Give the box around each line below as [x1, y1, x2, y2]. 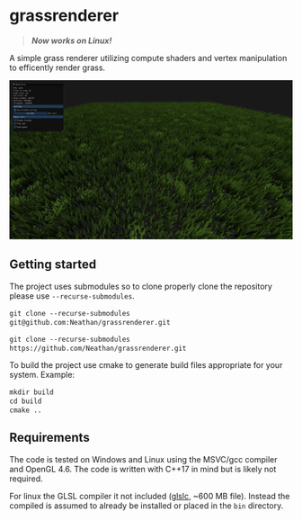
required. [9, 473, 43, 484]
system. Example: [9, 369, 75, 380]
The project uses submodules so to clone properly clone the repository [9, 281, 272, 291]
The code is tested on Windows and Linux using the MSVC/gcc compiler [9, 453, 278, 464]
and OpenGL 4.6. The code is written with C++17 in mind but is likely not [9, 463, 277, 474]
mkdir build [9, 388, 54, 397]
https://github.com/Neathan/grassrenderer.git [9, 344, 187, 353]
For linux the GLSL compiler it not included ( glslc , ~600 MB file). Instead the [9, 490, 290, 501]
